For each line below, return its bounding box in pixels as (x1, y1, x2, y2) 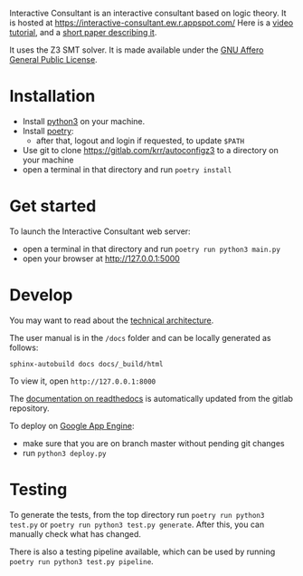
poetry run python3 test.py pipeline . (9, 555, 154, 566)
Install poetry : (22, 125, 74, 136)
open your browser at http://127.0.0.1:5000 (22, 253, 181, 264)
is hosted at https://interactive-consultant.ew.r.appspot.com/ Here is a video (9, 17, 294, 28)
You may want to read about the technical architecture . (9, 315, 214, 326)
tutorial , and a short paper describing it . (9, 27, 157, 37)
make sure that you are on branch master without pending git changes (22, 437, 285, 448)
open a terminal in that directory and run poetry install (22, 163, 232, 175)
